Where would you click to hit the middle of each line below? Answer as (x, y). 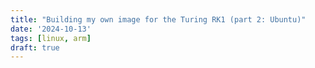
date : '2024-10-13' (51, 29)
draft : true (35, 47)
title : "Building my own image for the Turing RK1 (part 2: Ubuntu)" (158, 19)
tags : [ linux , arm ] (51, 38)
